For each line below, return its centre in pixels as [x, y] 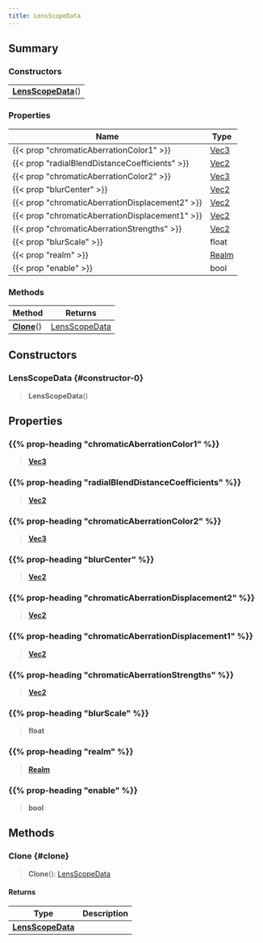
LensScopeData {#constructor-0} [76, 378]
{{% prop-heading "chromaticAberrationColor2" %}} [115, 521]
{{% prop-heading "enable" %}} [73, 790]
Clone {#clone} [39, 856]
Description [105, 913]
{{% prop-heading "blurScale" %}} [79, 713]
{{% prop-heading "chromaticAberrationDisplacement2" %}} [132, 598]
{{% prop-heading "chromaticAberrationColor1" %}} [114, 444]
